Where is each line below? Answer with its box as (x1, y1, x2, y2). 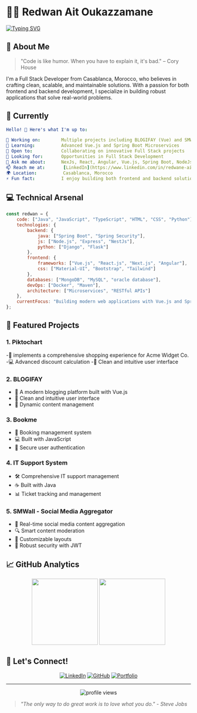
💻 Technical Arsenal (6, 193, 84, 203)
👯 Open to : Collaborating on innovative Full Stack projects (6, 148, 185, 154)
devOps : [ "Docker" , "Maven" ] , (27, 282, 101, 288)
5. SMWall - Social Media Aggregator (6, 507, 113, 515)
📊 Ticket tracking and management (14, 490, 101, 497)
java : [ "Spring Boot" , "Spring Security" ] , (37, 233, 145, 239)
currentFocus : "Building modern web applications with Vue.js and (16, 299, 182, 305)
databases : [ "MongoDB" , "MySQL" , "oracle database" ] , (27, 277, 161, 283)
